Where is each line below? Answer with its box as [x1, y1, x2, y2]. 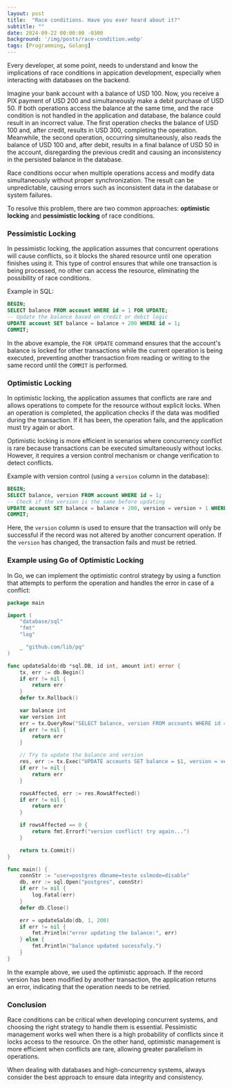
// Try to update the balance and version [19, 751, 144, 759]
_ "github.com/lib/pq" [19, 644, 85, 650]
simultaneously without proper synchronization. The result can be [7, 176, 195, 184]
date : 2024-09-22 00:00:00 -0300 [7, 29, 104, 37]
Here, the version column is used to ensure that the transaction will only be [7, 523, 221, 532]
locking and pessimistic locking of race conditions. [7, 212, 155, 220]
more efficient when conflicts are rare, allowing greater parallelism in [7, 1045, 203, 1053]
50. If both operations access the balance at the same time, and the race [7, 104, 214, 112]
